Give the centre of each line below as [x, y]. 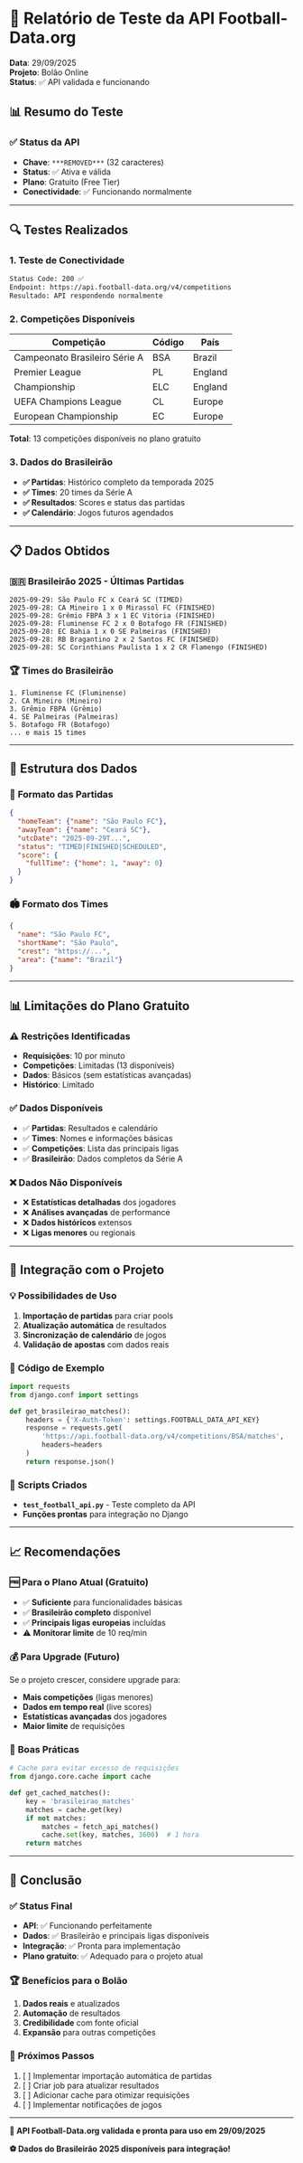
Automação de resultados [71, 2013]
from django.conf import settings [74, 1395]
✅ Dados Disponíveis [56, 1109]
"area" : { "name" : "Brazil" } [70, 959]
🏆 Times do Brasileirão [62, 671]
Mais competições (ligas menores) [87, 1697]
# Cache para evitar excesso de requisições [94, 1768]
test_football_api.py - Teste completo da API [109, 1505]
